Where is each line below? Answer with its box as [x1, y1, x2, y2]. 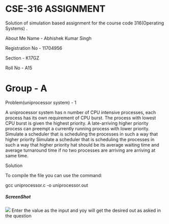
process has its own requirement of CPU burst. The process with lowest [5, 115, 156, 121]
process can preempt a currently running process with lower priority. [5, 125, 150, 131]
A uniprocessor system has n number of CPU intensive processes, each [5, 109, 156, 115]
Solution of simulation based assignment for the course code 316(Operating [5, 20, 164, 26]
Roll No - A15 [5, 65, 33, 71]
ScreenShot [5, 194, 31, 200]
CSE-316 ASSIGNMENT [5, 3, 106, 15]
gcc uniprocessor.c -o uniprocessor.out [5, 182, 88, 188]
